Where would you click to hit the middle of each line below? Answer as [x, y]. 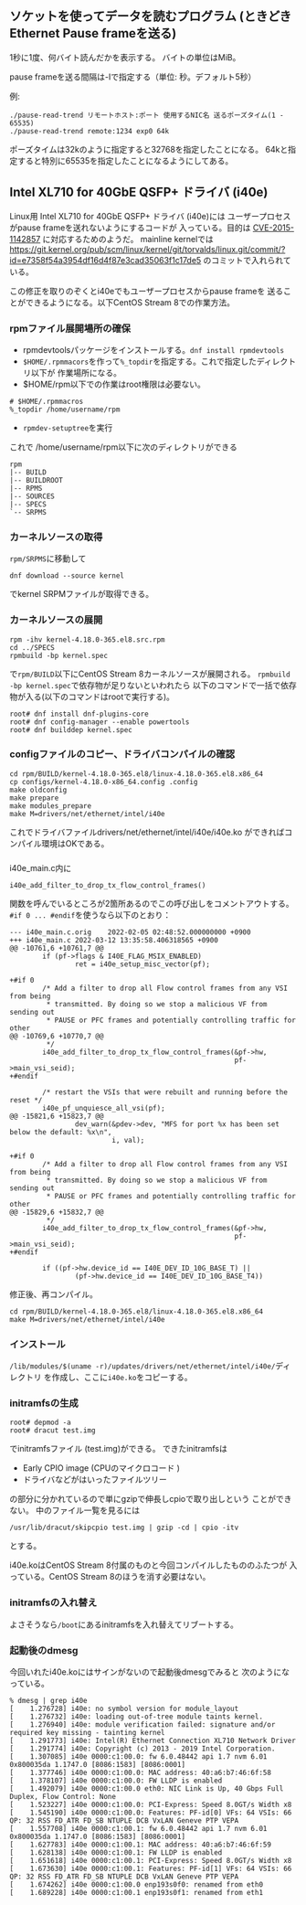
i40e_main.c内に [41, 867]
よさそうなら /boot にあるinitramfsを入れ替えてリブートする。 [124, 1624]
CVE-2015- [274, 228]
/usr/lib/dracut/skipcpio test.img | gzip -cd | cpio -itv [124, 1528]
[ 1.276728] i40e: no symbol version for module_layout [124, 1708]
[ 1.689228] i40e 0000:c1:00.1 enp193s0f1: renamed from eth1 [136, 1892]
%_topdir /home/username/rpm [65, 410]
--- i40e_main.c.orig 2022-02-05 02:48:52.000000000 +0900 [130, 932]
